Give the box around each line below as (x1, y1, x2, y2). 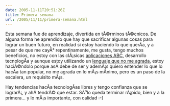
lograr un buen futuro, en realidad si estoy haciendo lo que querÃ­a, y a (5, 42, 154, 48)
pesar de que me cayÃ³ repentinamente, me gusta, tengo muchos (5, 47, 144, 54)
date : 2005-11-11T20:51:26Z (5, 7, 65, 13)
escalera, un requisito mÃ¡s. (5, 74, 64, 81)
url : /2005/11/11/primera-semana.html (5, 17, 88, 22)
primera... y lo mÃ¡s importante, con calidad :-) (5, 95, 104, 101)
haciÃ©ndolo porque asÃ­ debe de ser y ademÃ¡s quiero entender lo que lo (5, 63, 163, 69)
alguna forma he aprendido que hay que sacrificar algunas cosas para (5, 36, 153, 42)
